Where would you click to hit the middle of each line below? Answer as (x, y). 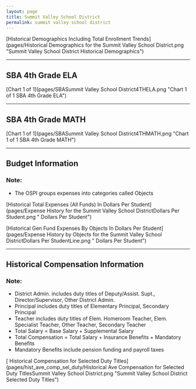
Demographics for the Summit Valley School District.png (116, 45)
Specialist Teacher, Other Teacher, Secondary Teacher (80, 325)
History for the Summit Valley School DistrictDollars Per (113, 211)
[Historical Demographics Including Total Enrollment (69, 39)
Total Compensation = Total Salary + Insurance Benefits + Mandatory (98, 338)
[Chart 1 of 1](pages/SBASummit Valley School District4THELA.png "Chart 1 (97, 89)
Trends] (141, 39)
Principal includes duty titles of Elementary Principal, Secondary (92, 306)
